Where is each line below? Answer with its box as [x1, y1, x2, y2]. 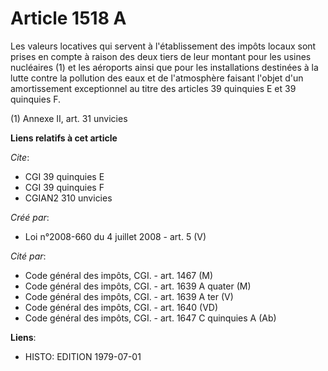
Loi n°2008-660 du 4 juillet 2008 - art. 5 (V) [24, 230, 207, 242]
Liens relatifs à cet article [10, 132, 118, 144]
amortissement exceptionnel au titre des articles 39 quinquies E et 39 [10, 82, 297, 94]
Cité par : [10, 250, 47, 262]
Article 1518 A [10, 7, 127, 30]
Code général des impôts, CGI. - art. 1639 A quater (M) [24, 280, 252, 292]
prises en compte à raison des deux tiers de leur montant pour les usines [10, 50, 312, 62]
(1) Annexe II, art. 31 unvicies [10, 112, 128, 124]
